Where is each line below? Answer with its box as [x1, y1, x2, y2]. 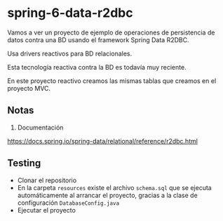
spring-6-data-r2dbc [7, 5, 133, 21]
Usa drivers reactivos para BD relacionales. [7, 49, 132, 58]
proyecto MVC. [7, 84, 51, 92]
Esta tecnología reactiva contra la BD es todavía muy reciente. [7, 63, 187, 71]
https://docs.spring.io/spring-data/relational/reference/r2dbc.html [7, 137, 198, 145]
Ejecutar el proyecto [17, 206, 76, 214]
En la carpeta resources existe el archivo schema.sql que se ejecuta [17, 183, 212, 191]
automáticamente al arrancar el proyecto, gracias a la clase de [17, 191, 198, 199]
